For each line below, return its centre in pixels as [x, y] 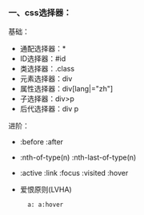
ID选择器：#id [43, 59]
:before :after [42, 142]
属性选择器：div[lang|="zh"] [66, 89]
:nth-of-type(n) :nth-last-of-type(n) [78, 157]
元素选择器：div [46, 79]
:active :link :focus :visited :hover [74, 173]
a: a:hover [46, 205]
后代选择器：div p [49, 109]
